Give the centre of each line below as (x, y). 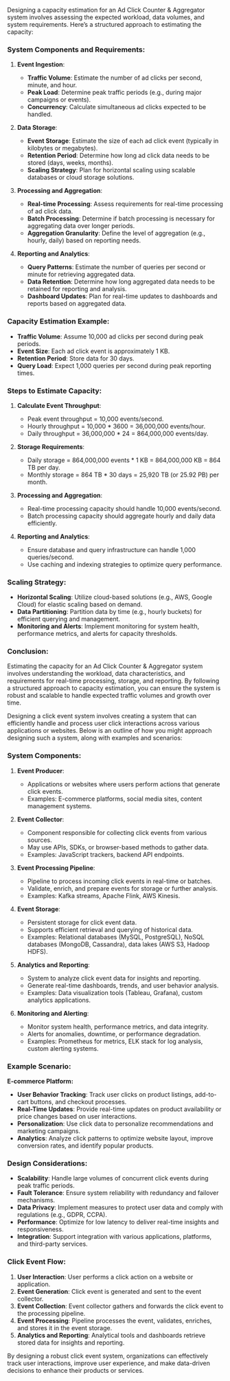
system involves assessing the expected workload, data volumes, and (106, 17)
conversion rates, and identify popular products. (85, 1145)
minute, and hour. (52, 85)
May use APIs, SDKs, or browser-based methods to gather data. (118, 847)
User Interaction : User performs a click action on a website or (105, 1277)
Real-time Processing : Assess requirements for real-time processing (125, 204)
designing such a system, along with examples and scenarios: (95, 738)
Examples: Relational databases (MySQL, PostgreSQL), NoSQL (116, 937)
